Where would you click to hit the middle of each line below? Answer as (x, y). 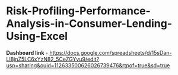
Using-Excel (37, 36)
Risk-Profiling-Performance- (79, 11)
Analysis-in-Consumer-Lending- (89, 24)
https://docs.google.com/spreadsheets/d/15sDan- (111, 52)
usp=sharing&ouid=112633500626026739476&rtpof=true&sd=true (88, 65)
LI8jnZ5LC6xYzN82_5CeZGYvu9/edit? (53, 59)
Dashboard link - (27, 52)
